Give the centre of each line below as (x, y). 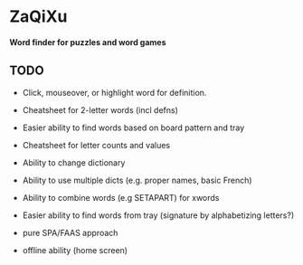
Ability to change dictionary (74, 162)
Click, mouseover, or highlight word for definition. (114, 92)
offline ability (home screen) (75, 250)
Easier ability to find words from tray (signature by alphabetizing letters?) (158, 215)
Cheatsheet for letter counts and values (96, 145)
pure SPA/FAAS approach (70, 232)
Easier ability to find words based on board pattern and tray (133, 128)
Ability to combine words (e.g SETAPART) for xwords (121, 197)
